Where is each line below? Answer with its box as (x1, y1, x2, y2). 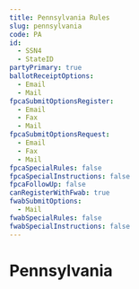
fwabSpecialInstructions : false (9, 222, 130, 231)
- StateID (17, 55, 54, 64)
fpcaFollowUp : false (9, 180, 87, 189)
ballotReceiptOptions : (9, 72, 94, 81)
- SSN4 (17, 47, 42, 56)
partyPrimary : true (9, 64, 83, 73)
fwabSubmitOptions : (9, 197, 83, 206)
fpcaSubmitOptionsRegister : (9, 96, 115, 106)
